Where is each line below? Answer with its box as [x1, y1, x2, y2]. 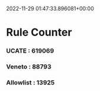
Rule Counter [6, 26, 72, 39]
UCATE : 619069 [6, 47, 54, 55]
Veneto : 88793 [6, 63, 51, 71]
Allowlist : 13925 [6, 78, 55, 86]
